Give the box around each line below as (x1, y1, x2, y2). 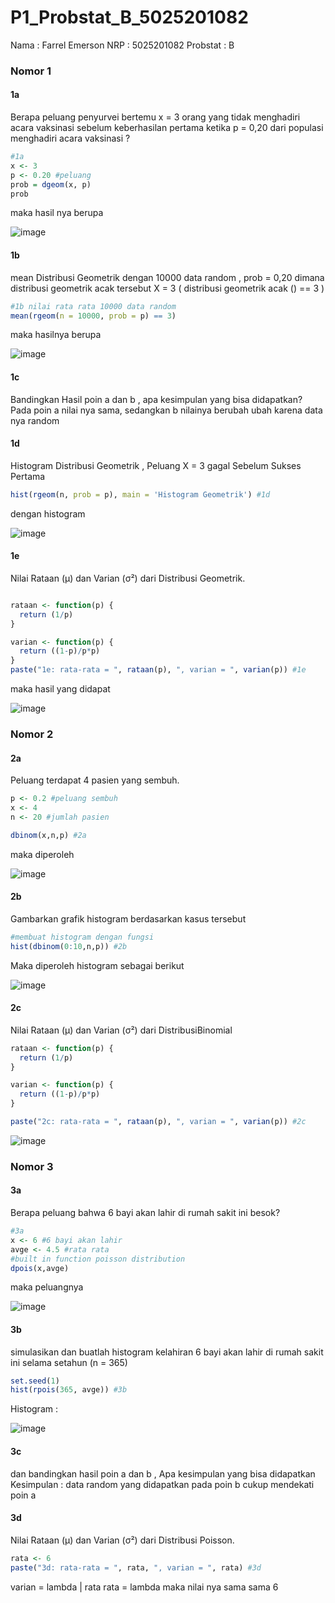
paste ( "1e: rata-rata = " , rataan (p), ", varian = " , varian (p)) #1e (10, 665, 307, 675)
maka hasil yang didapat (10, 683, 111, 695)
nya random (10, 414, 60, 426)
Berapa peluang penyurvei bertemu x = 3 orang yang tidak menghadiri (10, 111, 301, 123)
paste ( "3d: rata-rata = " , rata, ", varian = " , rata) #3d (10, 1562, 262, 1573)
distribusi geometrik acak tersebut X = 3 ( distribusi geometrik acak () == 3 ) (10, 282, 325, 294)
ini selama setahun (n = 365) (10, 1356, 128, 1368)
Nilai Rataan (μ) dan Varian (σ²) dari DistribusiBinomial (10, 1024, 233, 1036)
